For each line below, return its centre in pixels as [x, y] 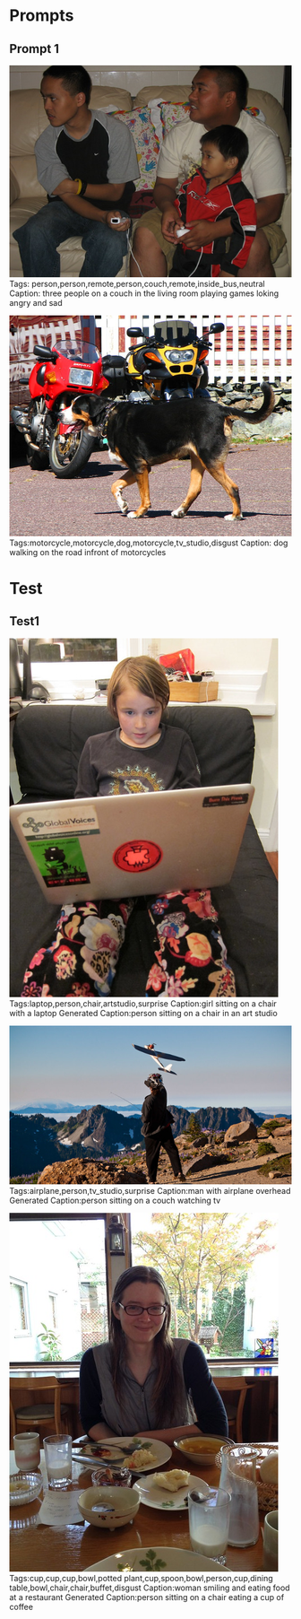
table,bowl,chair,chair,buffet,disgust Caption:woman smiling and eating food [150, 1588]
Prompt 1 [34, 49]
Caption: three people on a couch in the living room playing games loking [144, 293]
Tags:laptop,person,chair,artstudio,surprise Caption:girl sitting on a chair [143, 1003]
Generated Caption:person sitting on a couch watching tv [115, 1201]
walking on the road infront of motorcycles [88, 552]
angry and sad [36, 303]
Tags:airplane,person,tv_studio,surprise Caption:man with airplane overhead [150, 1191]
